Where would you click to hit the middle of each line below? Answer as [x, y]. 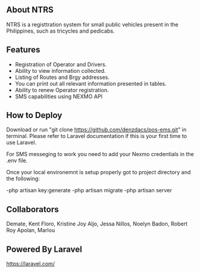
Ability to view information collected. [60, 71]
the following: [23, 179]
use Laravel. [21, 143]
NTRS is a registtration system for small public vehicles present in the [92, 24]
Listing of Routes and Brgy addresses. [62, 77]
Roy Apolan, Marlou [31, 230]
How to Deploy [34, 115]
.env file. [17, 161]
